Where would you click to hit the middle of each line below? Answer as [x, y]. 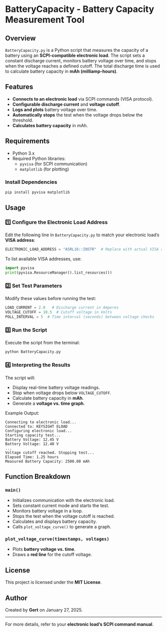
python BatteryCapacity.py [33, 352]
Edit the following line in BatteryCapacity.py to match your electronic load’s [82, 235]
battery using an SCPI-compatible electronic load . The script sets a [75, 55]
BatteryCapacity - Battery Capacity [80, 9]
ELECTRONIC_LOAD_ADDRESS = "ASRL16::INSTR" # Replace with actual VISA [82, 249]
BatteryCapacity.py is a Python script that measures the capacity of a [77, 50]
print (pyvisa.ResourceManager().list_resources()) [59, 273]
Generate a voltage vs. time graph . [49, 403]
